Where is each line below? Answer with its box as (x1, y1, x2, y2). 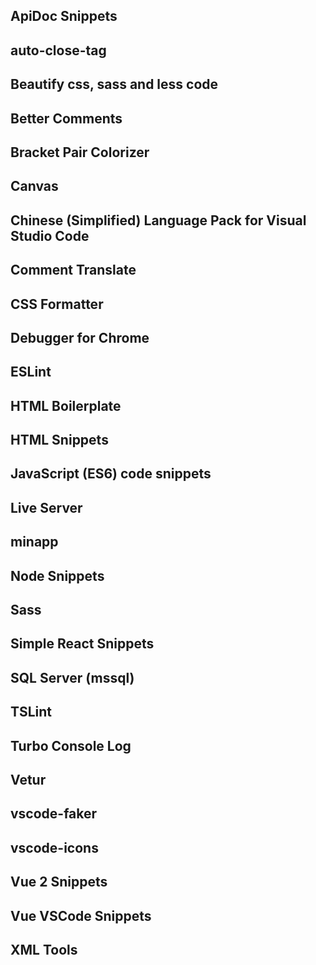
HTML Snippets (10, 432, 109, 449)
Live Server (10, 499, 83, 516)
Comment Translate (10, 262, 137, 279)
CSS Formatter (10, 295, 104, 313)
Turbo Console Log (10, 737, 132, 754)
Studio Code (10, 227, 90, 244)
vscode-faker (10, 805, 98, 823)
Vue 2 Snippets (10, 874, 108, 891)
